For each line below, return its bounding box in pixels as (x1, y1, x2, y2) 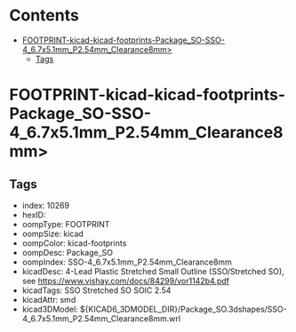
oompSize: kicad (21, 228, 84, 239)
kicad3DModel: (21, 304, 78, 314)
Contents (9, 5, 80, 26)
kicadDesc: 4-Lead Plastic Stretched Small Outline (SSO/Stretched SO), (21, 265, 284, 276)
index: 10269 (21, 200, 69, 210)
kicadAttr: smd (21, 294, 76, 304)
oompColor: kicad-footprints (21, 237, 127, 249)
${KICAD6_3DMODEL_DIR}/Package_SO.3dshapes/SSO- (79, 304, 287, 314)
